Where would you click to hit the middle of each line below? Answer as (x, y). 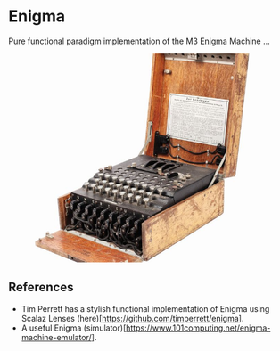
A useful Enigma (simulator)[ (74, 328)
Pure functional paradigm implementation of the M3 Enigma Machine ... (140, 41)
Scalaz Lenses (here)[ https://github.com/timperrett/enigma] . (132, 318)
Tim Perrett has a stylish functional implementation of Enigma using (145, 308)
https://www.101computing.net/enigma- (198, 328)
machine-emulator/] (58, 337)
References (41, 287)
